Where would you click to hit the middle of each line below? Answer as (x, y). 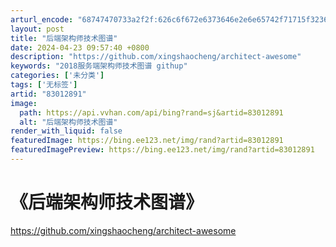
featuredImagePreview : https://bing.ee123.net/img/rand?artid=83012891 (162, 150)
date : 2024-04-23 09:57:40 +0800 (80, 47)
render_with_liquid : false (66, 131)
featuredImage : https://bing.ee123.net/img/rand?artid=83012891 (147, 141)
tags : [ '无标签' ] (44, 85)
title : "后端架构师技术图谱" (64, 38)
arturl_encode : (42, 19)
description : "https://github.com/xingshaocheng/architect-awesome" (156, 57)
